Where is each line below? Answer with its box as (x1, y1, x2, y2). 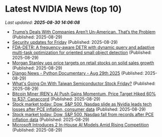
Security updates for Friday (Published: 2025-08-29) (12, 39, 118, 45)
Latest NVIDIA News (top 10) (5, 3, 122, 15)
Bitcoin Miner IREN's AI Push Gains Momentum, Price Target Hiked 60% (12, 91, 156, 97)
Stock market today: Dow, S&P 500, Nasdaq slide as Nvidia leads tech (12, 101, 152, 107)
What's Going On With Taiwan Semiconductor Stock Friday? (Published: (12, 80, 156, 86)
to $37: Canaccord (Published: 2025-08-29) (12, 96, 101, 102)
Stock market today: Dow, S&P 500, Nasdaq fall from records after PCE (12, 111, 154, 117)
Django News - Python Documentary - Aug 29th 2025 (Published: (12, 70, 144, 76)
